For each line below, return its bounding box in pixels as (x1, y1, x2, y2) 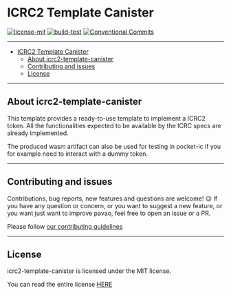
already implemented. (7, 129, 69, 137)
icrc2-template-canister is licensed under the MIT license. (7, 267, 172, 275)
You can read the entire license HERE (7, 281, 113, 289)
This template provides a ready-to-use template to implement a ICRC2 (7, 114, 206, 122)
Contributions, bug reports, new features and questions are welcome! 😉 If (7, 194, 218, 203)
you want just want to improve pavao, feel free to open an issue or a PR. (7, 209, 211, 217)
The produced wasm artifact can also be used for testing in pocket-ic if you (7, 142, 221, 150)
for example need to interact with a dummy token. (7, 150, 148, 158)
